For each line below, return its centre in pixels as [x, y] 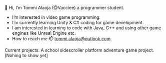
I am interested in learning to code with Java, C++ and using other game [86, 28]
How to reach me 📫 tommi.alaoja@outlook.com [61, 39]
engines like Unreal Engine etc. [44, 33]
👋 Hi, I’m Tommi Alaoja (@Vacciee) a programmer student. [64, 8]
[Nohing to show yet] [26, 55]
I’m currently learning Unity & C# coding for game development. [78, 23]
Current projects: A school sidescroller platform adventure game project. [79, 50]
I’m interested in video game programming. [56, 17]
